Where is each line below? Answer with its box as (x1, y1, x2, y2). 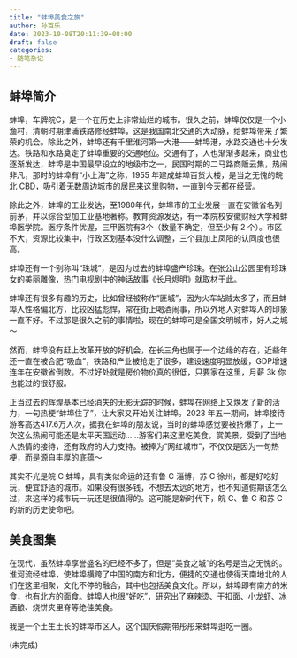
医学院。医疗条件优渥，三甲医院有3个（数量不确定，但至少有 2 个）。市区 (16, 221, 283, 232)
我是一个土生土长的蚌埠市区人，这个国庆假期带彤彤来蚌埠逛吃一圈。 (9, 621, 257, 631)
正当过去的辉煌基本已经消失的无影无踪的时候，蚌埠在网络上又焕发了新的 (9, 396, 272, 407)
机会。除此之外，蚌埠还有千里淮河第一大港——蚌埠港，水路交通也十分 (24, 136, 280, 147)
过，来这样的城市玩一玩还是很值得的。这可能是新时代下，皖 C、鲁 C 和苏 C (9, 492, 283, 503)
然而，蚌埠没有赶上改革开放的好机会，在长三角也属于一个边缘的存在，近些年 (9, 344, 288, 355)
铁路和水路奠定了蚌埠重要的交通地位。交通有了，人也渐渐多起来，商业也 (24, 147, 288, 158)
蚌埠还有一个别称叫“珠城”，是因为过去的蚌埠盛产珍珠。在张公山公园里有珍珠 (9, 262, 287, 273)
